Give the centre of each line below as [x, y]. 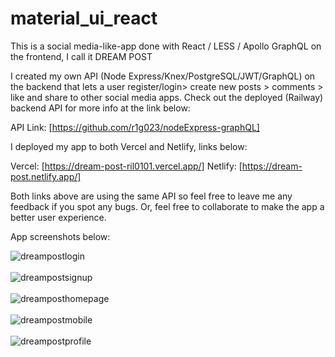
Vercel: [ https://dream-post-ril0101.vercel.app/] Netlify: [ [126, 166]
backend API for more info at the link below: [100, 108]
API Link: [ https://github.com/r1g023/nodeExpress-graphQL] [135, 127]
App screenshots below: [60, 236]
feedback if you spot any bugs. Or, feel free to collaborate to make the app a [167, 206]
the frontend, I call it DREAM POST [81, 56]
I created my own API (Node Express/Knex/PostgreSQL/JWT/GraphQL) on [163, 76]
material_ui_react [84, 18]
